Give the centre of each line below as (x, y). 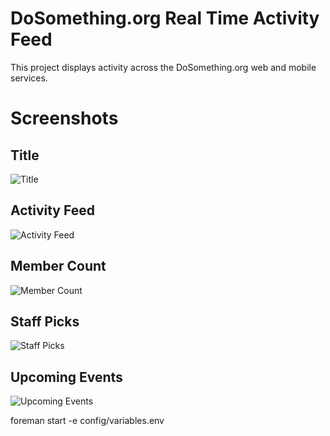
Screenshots (64, 118)
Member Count (58, 266)
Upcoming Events (66, 377)
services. (29, 78)
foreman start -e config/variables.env (87, 421)
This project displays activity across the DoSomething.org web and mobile (163, 67)
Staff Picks (45, 321)
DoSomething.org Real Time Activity (165, 18)
